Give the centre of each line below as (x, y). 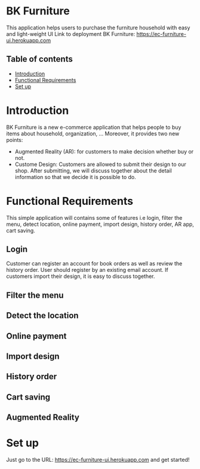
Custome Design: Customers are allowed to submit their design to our (101, 164)
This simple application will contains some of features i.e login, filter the (94, 217)
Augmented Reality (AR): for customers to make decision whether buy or (104, 152)
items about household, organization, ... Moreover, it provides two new (93, 134)
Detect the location (42, 316)
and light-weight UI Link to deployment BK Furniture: (71, 34)
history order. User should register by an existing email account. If (87, 270)
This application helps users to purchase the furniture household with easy (98, 28)
